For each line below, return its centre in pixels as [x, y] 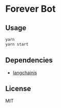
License [18, 88]
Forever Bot [30, 9]
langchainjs [25, 73]
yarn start [17, 44]
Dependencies [29, 60]
